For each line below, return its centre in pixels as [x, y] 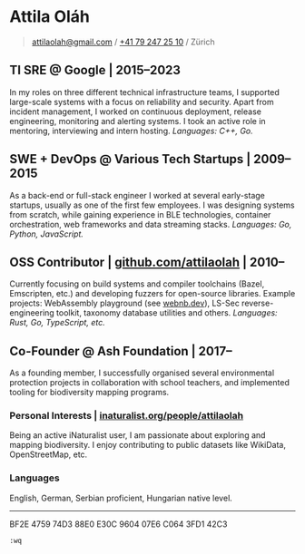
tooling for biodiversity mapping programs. [89, 393]
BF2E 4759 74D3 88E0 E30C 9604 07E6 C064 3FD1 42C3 [118, 524]
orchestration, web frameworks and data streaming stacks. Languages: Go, [151, 224]
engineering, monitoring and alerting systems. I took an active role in [138, 121]
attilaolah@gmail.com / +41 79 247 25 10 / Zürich [123, 42]
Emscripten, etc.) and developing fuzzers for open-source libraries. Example [152, 294]
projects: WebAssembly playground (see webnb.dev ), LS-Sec [125, 303]
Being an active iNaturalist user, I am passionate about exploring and [138, 435]
